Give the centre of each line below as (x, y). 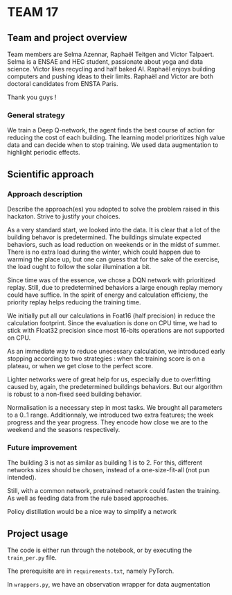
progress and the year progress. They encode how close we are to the (108, 422)
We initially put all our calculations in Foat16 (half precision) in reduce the (111, 316)
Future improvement (42, 447)
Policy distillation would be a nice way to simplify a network (92, 512)
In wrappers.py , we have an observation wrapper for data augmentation (109, 585)
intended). (22, 477)
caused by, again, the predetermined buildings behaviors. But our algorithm (115, 386)
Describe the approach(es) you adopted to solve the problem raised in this (113, 209)
